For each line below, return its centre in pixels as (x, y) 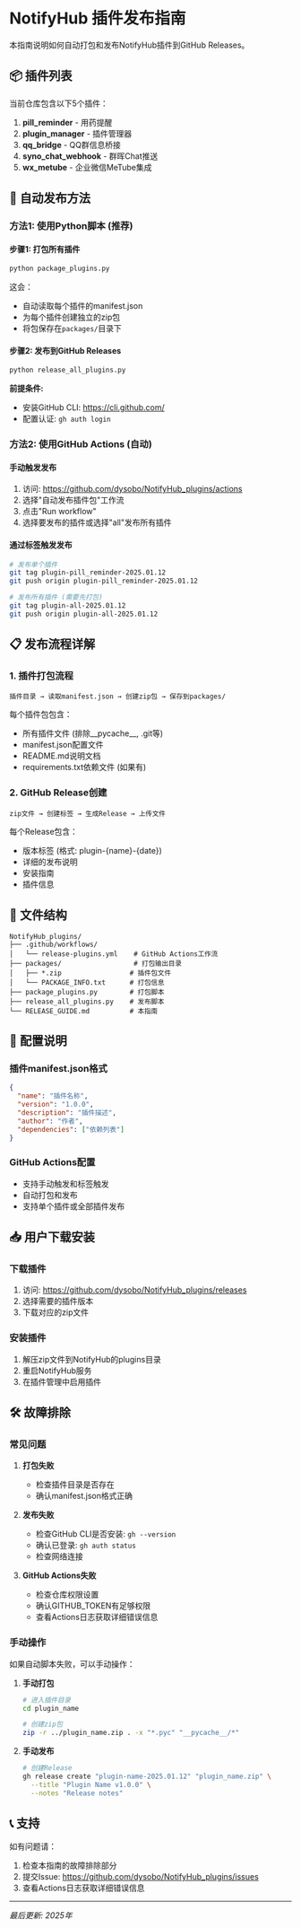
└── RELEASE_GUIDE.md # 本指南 (84, 1011)
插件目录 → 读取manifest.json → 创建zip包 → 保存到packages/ (118, 697)
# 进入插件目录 (47, 1700)
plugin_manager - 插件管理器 (77, 133)
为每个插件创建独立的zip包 (71, 317)
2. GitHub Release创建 (58, 793)
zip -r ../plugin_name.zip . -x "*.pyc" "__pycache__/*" (131, 1733)
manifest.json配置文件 (63, 745)
